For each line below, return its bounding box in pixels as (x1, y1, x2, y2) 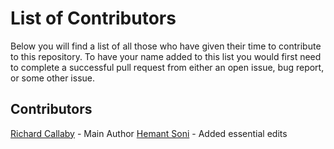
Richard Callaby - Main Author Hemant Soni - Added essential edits (10, 127, 288, 139)
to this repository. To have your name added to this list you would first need (10, 50, 322, 62)
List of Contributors (10, 7, 177, 30)
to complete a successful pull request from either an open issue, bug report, (10, 61, 325, 73)
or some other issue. (10, 72, 96, 84)
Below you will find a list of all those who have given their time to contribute (10, 40, 322, 52)
